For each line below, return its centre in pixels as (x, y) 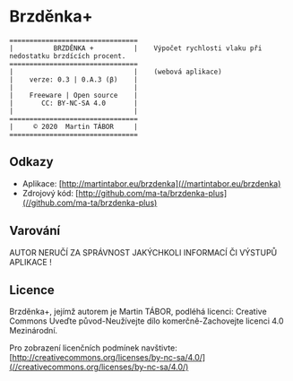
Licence (32, 290)
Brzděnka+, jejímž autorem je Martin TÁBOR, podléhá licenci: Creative (138, 312)
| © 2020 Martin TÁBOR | (74, 126)
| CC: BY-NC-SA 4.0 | (74, 103)
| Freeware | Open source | (74, 95)
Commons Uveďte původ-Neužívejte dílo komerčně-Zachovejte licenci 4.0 (146, 321)
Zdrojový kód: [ (50, 193)
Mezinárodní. (34, 331)
